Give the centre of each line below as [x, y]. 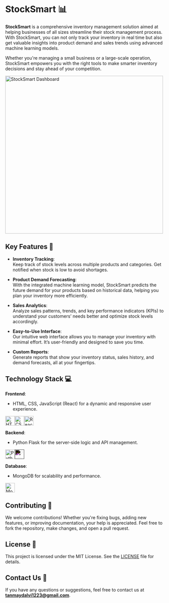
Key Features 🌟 [30, 247]
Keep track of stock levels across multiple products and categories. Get [87, 264]
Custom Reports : [31, 351]
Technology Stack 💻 [39, 379]
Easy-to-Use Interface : [37, 331]
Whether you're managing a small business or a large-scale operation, [78, 58]
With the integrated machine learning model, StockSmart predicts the [84, 285]
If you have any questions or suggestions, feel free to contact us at [75, 590]
